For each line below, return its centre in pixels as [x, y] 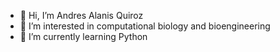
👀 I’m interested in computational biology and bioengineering [145, 26]
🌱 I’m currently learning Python [83, 36]
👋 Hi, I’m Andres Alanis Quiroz [81, 15]
